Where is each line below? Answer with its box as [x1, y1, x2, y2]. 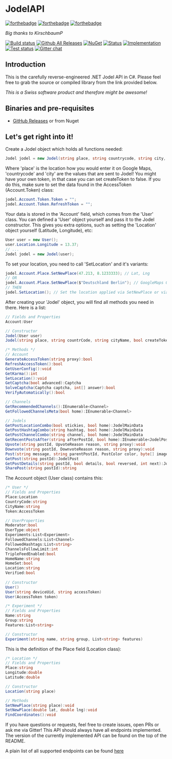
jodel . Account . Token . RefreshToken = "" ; [5, 202, 93, 207]
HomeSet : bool [5, 561, 33, 566]
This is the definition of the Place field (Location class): [5, 646, 121, 652]
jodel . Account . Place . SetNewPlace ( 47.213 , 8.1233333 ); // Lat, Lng [5, 271, 150, 276]
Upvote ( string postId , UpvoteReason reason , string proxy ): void [5, 442, 145, 447]
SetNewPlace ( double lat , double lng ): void [5, 708, 97, 713]
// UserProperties [5, 518, 45, 523]
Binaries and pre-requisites [5, 104, 95, 113]
